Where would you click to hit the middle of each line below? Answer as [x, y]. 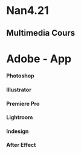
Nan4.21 [28, 11]
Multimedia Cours [41, 33]
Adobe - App [39, 59]
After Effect [21, 145]
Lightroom [20, 117]
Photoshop [20, 76]
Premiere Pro [23, 103]
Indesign [18, 131]
